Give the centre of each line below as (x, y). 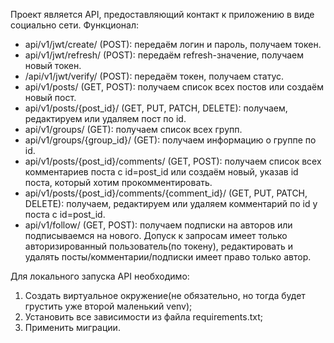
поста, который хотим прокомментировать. (118, 182)
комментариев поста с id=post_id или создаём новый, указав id (161, 172)
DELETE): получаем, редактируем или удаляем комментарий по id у (171, 203)
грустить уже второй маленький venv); (108, 306)
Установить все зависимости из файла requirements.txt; (143, 317)
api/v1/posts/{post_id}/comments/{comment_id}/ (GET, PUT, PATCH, (166, 193)
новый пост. (50, 97)
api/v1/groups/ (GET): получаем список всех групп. (133, 129)
